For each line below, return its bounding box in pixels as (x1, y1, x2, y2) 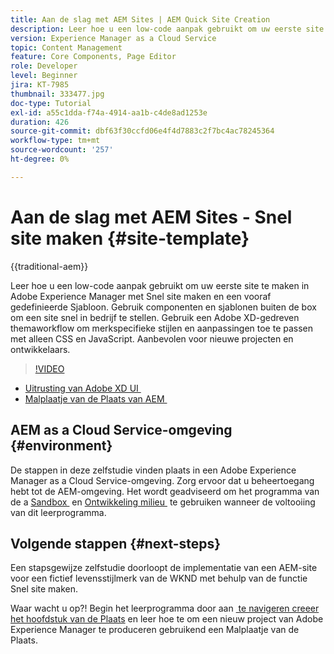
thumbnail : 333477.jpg (10, 89, 105, 99)
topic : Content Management (10, 42, 123, 53)
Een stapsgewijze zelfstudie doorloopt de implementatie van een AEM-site (10, 562, 318, 574)
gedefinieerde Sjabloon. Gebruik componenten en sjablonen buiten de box (10, 301, 317, 313)
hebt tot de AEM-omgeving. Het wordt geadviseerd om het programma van (10, 485, 320, 497)
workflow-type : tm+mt (10, 136, 101, 146)
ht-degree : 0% (10, 154, 70, 164)
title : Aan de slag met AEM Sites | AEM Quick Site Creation (10, 14, 271, 25)
